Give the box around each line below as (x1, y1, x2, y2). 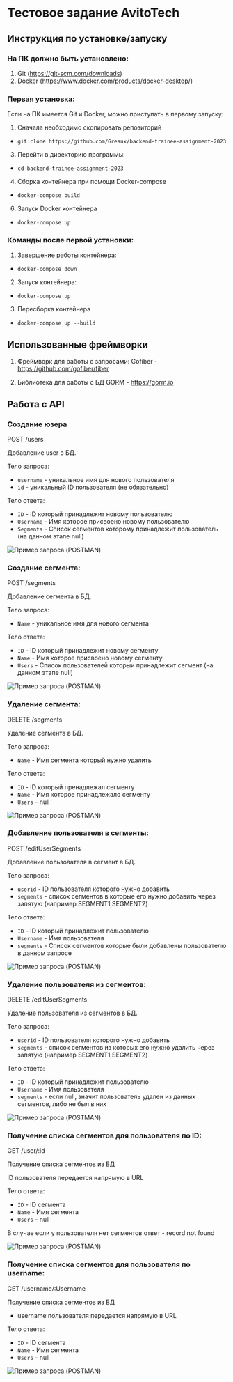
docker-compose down (17, 266, 77, 273)
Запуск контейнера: (17, 278, 77, 286)
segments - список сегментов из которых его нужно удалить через (17, 1043, 215, 1052)
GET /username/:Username (7, 1284, 86, 1293)
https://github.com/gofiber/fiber (17, 364, 109, 373)
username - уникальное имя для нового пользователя (17, 475, 175, 483)
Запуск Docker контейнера (17, 204, 97, 213)
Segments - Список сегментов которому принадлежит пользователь (17, 525, 219, 533)
